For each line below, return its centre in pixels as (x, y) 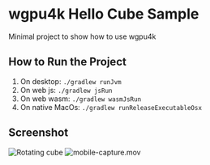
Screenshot (39, 133)
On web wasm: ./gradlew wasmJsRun (81, 99)
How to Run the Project (68, 62)
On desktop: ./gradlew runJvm (71, 81)
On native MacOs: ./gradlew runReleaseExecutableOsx (111, 107)
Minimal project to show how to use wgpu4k (82, 36)
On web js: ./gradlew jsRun (66, 90)
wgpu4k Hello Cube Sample (104, 14)
